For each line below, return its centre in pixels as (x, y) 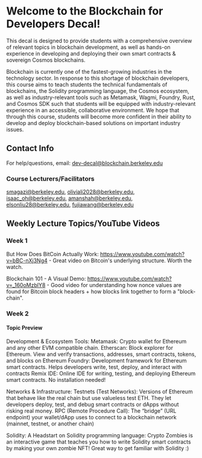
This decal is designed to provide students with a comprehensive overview (99, 40)
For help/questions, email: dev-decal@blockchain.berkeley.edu (84, 163)
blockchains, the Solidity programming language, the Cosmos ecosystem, (98, 91)
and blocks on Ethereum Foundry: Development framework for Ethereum (96, 360)
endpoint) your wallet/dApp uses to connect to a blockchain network (91, 417)
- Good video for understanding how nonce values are (114, 285)
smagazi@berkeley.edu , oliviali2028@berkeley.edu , (71, 192)
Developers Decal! (53, 24)
